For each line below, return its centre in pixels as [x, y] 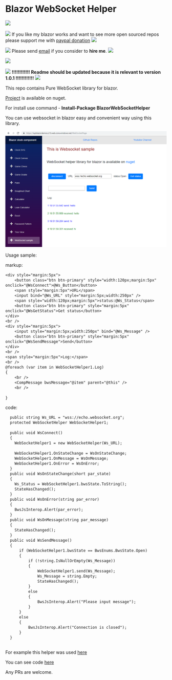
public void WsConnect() [36, 433]
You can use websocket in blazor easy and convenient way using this [79, 118]
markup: [14, 265]
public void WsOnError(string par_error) [55, 499]
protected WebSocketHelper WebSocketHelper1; [59, 422]
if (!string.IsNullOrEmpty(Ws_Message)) [72, 561]
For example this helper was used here [46, 652]
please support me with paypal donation [48, 40]
